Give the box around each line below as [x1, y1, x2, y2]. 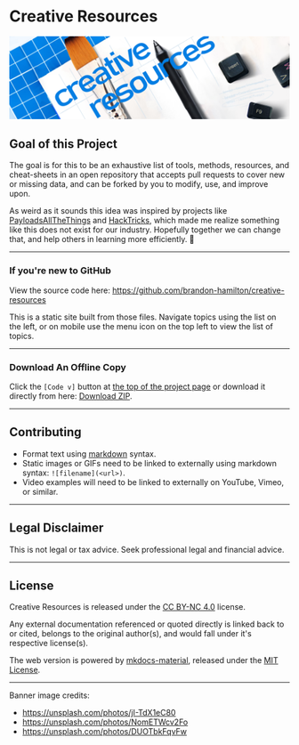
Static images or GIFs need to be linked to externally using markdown [21, 458, 278, 468]
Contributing [9, 425, 82, 440]
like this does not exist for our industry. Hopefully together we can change [9, 224, 281, 235]
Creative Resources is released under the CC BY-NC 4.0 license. [9, 602, 246, 612]
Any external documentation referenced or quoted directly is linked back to [9, 619, 285, 629]
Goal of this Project [9, 136, 117, 151]
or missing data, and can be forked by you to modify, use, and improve [9, 179, 269, 190]
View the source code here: [9, 285, 111, 296]
